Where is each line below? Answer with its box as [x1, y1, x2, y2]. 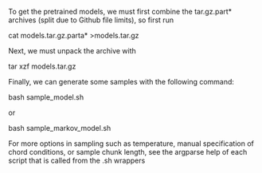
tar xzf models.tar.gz [8, 61, 76, 71]
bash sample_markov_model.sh [8, 124, 111, 132]
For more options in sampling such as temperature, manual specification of [8, 139, 255, 148]
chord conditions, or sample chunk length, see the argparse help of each [8, 147, 248, 156]
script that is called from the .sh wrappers [8, 155, 146, 165]
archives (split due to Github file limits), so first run [8, 15, 174, 25]
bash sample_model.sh [8, 92, 84, 102]
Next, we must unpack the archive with [8, 46, 137, 55]
